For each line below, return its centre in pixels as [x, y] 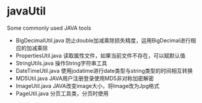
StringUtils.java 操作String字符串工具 [62, 63]
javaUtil [26, 11]
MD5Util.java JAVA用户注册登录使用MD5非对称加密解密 [85, 78]
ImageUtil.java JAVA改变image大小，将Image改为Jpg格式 [87, 85]
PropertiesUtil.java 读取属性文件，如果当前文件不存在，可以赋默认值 [100, 55]
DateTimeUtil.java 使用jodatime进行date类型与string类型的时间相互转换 [104, 70]
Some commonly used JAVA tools [49, 28]
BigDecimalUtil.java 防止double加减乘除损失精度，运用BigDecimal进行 [103, 40]
